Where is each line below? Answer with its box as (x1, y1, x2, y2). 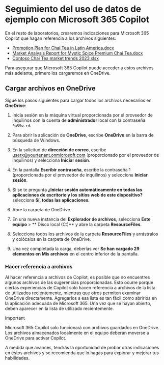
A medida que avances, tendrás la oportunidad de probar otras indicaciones (5, 345, 159, 351)
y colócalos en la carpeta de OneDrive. (12, 236, 91, 242)
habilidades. (5, 355, 30, 361)
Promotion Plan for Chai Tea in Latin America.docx (12, 45, 114, 51)
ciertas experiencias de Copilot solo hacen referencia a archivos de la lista (5, 285, 156, 291)
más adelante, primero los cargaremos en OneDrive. (5, 70, 111, 76)
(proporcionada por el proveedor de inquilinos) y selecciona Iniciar (12, 172, 148, 178)
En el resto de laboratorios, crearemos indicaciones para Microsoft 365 (5, 30, 149, 36)
